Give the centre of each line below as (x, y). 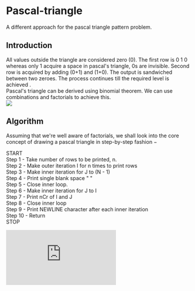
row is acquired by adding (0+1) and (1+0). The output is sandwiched (89, 72)
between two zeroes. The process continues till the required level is (88, 78)
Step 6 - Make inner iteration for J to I (51, 190)
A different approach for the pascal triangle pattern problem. (79, 27)
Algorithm (25, 121)
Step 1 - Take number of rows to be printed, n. (61, 159)
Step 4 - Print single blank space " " (49, 178)
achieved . (18, 84)
